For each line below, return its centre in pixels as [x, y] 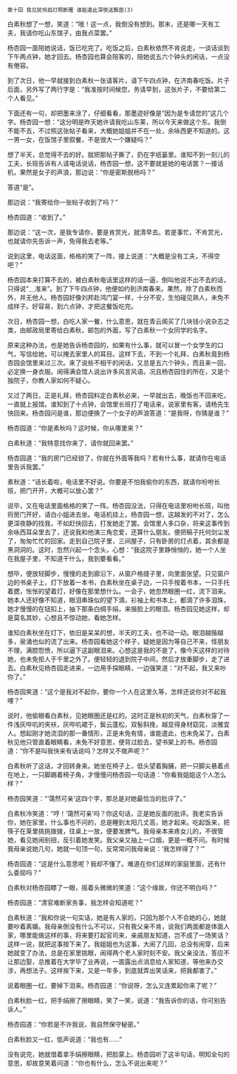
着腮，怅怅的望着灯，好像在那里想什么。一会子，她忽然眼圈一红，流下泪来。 [119, 591]
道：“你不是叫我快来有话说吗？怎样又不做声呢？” [78, 751]
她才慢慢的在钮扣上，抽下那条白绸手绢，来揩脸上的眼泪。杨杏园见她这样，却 [119, 609]
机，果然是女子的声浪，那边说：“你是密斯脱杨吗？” [81, 172]
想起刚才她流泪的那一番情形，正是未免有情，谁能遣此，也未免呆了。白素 [124, 733]
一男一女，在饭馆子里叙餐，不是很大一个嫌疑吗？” [80, 139]
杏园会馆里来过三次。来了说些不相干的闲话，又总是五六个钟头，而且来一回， [119, 363]
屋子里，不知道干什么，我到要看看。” [72, 559]
